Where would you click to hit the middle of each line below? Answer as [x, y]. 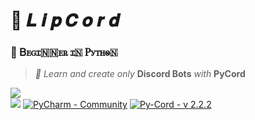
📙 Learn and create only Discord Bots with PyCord [140, 74]
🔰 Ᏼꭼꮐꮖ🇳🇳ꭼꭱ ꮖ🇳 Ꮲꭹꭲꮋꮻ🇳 [64, 52]
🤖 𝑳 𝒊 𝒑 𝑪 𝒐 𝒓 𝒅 [65, 20]
